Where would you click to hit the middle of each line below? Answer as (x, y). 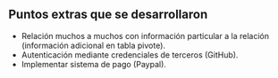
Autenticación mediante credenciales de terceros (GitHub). (130, 55)
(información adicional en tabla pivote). (93, 45)
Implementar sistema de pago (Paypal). (94, 64)
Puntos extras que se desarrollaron (108, 15)
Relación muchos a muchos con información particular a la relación (145, 35)
